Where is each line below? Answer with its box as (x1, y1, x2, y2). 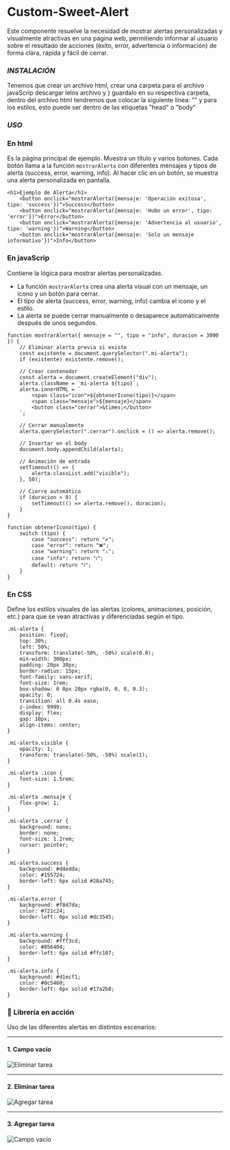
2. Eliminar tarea (7, 1083, 55, 1091)
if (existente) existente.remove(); (19, 356, 125, 363)
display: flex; (19, 710, 63, 717)
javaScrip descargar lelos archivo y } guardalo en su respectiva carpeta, (7, 88, 211, 97)
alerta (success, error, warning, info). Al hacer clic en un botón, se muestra (7, 169, 218, 177)
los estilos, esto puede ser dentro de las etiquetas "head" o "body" (7, 104, 196, 112)
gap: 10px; (19, 716, 51, 723)
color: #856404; (19, 944, 66, 950)
